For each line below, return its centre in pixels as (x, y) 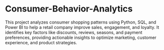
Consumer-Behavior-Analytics (69, 9)
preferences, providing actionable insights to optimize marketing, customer (81, 37)
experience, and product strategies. (41, 42)
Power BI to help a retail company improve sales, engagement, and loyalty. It (82, 27)
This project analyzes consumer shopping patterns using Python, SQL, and (81, 22)
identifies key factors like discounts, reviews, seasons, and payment (74, 32)
